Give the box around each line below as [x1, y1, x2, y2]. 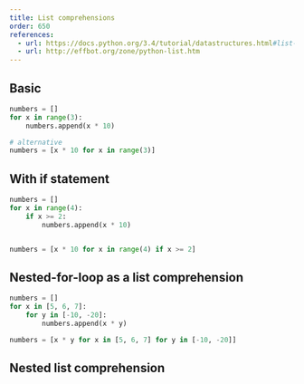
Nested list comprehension [9, 360, 166, 376]
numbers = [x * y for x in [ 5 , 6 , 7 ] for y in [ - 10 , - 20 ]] [9, 335, 237, 344]
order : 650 [9, 22, 51, 31]
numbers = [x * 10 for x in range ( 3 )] [9, 146, 156, 155]
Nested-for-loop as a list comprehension [9, 269, 244, 285]
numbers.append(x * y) [42, 319, 128, 328]
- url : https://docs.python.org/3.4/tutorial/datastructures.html [17, 38, 273, 48]
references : [9, 30, 54, 39]
